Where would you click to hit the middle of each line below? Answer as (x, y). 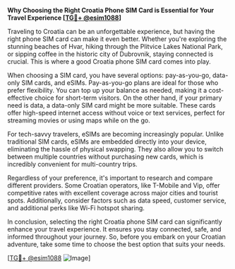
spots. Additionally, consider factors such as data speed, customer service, (117, 200)
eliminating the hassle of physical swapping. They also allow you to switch (115, 149)
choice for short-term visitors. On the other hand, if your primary (128, 98)
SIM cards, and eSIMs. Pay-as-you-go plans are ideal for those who (120, 83)
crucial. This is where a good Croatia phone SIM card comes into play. (109, 62)
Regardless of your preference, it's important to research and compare (110, 178)
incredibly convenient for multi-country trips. (72, 164)
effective (20, 98)
